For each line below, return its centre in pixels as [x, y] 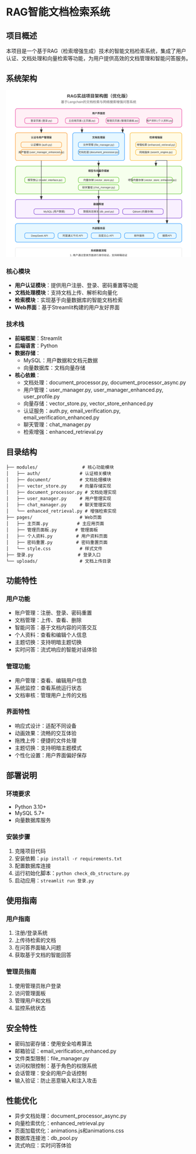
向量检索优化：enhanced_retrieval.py [59, 1123]
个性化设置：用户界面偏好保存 [50, 755]
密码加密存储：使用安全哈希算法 [53, 1043]
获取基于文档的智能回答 [43, 955]
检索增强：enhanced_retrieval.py [63, 431]
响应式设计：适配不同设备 [45, 726]
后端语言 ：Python [36, 345]
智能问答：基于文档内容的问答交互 [56, 628]
